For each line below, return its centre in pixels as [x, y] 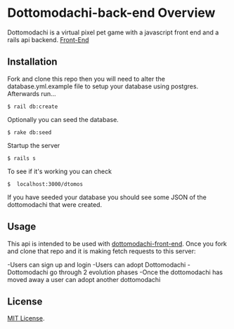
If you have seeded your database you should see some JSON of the [107, 197]
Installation [32, 62]
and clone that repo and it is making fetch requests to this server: [102, 251]
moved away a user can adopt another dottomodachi [84, 279]
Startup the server [34, 145]
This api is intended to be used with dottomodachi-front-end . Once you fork [117, 243]
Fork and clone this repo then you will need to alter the [86, 79]
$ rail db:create [33, 107]
